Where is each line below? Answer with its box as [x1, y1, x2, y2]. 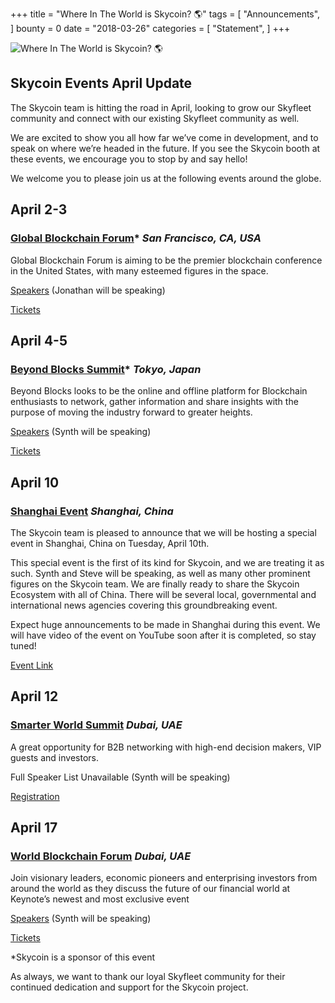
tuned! [10, 639, 37, 652]
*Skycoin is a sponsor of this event [10, 951, 156, 963]
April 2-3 [10, 201, 68, 218]
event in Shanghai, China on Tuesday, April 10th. [10, 537, 210, 549]
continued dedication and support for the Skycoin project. [10, 981, 249, 993]
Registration [10, 790, 60, 802]
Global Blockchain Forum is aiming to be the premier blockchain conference [10, 254, 323, 266]
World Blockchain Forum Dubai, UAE [10, 849, 192, 863]
